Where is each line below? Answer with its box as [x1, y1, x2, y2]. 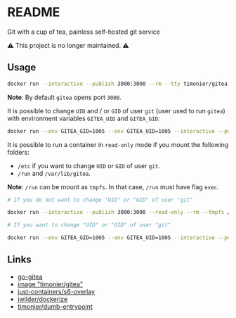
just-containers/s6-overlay [17, 287, 96, 295]
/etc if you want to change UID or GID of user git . [17, 161, 160, 170]
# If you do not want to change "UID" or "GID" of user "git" [7, 196, 193, 203]
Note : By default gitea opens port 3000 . [7, 93, 122, 101]
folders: [7, 148, 29, 156]
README [7, 4, 60, 20]
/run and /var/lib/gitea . [17, 169, 91, 177]
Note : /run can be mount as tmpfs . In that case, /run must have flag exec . [7, 182, 219, 191]
